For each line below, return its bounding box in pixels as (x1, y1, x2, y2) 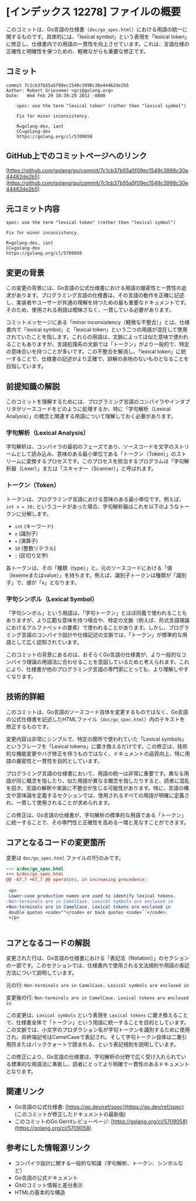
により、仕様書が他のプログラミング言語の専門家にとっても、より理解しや (6, 665, 184, 673)
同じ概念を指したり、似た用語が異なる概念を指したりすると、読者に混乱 (16, 777, 190, 784)
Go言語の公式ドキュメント (14, 1174, 78, 1181)
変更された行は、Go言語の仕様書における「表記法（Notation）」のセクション (6, 954, 190, 961)
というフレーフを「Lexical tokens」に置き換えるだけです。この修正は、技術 (6, 742, 188, 749)
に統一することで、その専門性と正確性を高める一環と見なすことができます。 (6, 818, 190, 825)
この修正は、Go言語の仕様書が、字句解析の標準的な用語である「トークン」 (6, 811, 187, 818)
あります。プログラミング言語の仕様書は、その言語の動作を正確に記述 (16, 292, 185, 299)
